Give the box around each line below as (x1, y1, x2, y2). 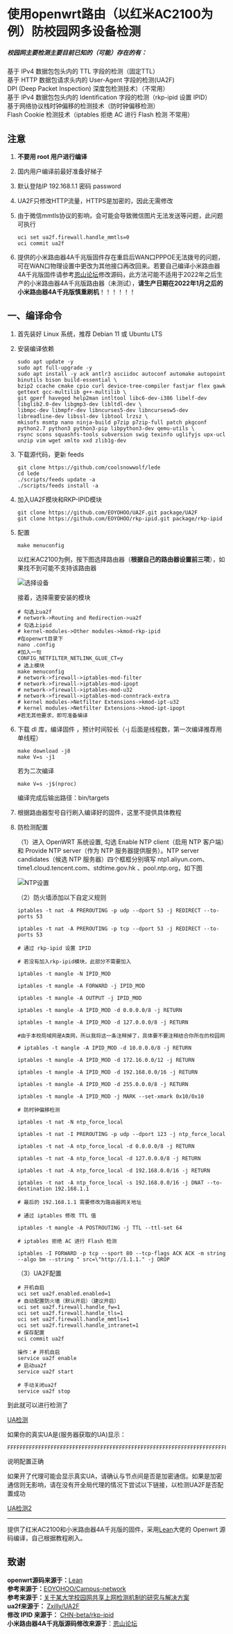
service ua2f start (17, 1368, 74, 1375)
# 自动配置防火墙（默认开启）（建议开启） (17, 1298, 120, 1305)
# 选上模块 (17, 662, 45, 669)
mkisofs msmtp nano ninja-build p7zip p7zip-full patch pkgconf (17, 419, 207, 426)
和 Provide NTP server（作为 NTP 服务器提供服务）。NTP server (17, 846, 200, 854)
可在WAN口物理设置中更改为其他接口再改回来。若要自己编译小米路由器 (17, 261, 221, 270)
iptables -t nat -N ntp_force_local (17, 1118, 123, 1126)
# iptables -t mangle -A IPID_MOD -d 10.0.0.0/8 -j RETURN (17, 1044, 192, 1051)
